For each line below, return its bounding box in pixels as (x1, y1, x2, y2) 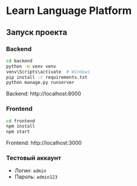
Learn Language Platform (6, 4, 132, 17)
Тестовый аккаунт (6, 154, 61, 162)
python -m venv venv (6, 63, 57, 69)
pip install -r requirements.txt (6, 74, 88, 80)
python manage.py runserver (6, 80, 75, 86)
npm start (6, 129, 30, 135)
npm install (6, 124, 35, 129)
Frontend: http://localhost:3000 (6, 139, 82, 146)
